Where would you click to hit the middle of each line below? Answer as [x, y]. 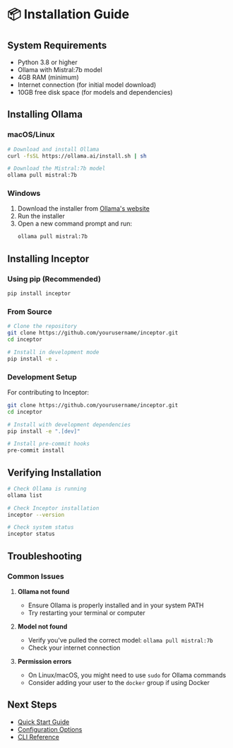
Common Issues [36, 576]
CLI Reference [38, 737]
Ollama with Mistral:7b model [60, 70]
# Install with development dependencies [69, 425]
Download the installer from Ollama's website [83, 209]
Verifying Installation [54, 473]
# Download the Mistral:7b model [56, 169]
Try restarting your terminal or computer [87, 612]
